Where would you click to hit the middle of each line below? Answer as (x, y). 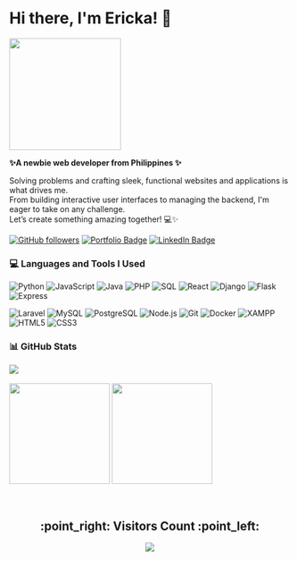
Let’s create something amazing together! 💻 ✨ (94, 219)
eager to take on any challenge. (67, 208)
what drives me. (39, 190)
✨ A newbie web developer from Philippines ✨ (95, 162)
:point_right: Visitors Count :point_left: (150, 526)
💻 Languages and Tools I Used (77, 263)
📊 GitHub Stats (43, 346)
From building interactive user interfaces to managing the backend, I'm (139, 200)
